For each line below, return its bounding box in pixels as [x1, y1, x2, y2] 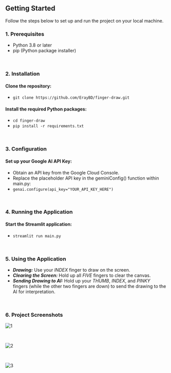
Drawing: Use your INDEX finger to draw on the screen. [12, 267, 130, 273]
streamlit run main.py [12, 233, 61, 238]
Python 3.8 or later [12, 42, 52, 48]
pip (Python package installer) [12, 48, 77, 54]
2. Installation [5, 70, 40, 77]
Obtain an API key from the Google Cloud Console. [12, 169, 119, 175]
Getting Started [5, 4, 56, 13]
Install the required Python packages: [5, 106, 87, 112]
